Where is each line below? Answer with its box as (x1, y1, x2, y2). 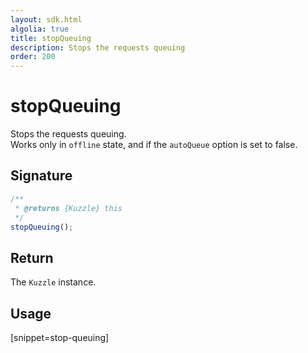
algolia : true (10, 24, 70, 34)
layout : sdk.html (10, 14, 83, 25)
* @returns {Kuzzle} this (14, 203, 123, 213)
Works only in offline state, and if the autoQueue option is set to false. (10, 139, 298, 151)
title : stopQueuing (10, 33, 92, 43)
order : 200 (10, 52, 56, 62)
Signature (10, 167, 73, 185)
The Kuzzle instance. (10, 276, 97, 288)
